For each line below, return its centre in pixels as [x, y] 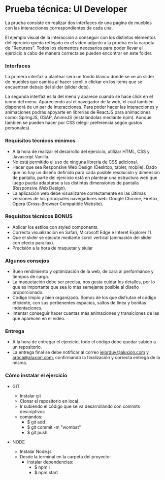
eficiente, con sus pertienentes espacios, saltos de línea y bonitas [79, 303]
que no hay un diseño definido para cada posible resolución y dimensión [86, 172]
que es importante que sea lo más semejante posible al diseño [76, 287]
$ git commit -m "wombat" [54, 427]
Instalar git [30, 396]
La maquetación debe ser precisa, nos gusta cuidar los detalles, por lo [83, 282]
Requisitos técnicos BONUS [39, 216]
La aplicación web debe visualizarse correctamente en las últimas [79, 193]
